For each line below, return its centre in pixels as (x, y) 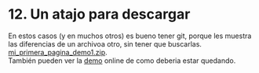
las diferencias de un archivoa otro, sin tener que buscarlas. (105, 43)
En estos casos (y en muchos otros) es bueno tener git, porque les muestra (130, 36)
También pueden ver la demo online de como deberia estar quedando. (122, 61)
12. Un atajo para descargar (99, 14)
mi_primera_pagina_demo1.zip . (58, 52)
